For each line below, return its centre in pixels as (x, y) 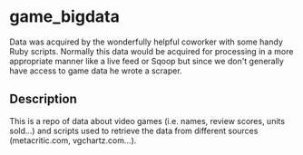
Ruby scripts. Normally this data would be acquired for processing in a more (151, 51)
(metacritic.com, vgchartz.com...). (73, 140)
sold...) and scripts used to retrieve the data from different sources (134, 131)
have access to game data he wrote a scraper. (96, 71)
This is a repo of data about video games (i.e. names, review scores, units (147, 121)
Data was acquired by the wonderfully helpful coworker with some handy (147, 42)
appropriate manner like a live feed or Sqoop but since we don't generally (147, 61)
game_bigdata (64, 17)
